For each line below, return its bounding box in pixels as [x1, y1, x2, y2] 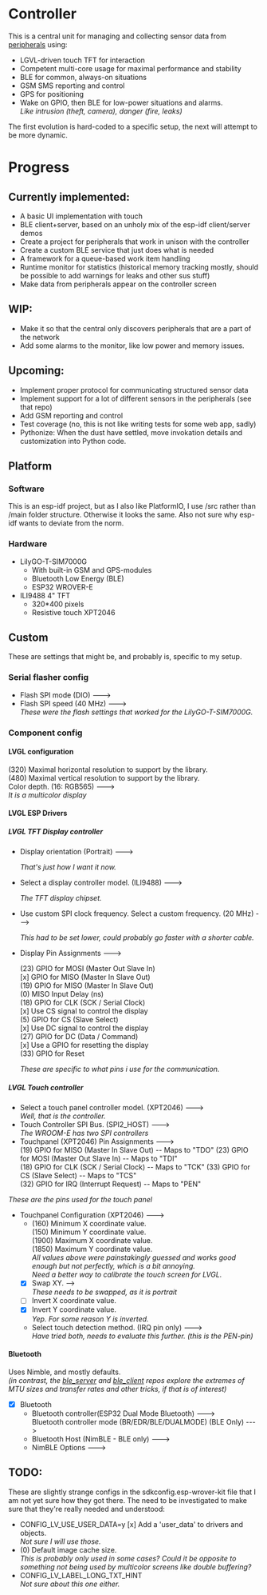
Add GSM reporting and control [19, 410, 124, 420]
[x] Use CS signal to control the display [19, 1006, 149, 1016]
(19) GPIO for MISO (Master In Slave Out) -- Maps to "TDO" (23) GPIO [19, 1145, 249, 1155]
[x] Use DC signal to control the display [19, 1023, 149, 1033]
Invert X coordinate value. [31, 1296, 117, 1305]
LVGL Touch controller [8, 1082, 84, 1092]
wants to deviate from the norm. [18, 518, 124, 528]
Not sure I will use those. [19, 1537, 101, 1546]
